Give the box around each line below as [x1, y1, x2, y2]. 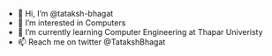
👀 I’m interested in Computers [17, 17, 126, 28]
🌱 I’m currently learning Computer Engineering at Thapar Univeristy [17, 27, 263, 37]
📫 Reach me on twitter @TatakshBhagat [17, 37, 166, 47]
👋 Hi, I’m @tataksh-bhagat [17, 9, 114, 18]
